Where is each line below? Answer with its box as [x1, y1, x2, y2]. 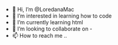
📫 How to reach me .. [12, 32, 68, 39]
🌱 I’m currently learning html [12, 19, 83, 26]
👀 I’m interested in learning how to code [12, 12, 113, 19]
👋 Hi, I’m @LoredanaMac [12, 6, 75, 13]
